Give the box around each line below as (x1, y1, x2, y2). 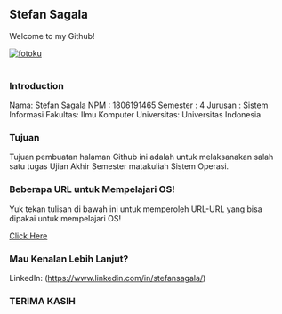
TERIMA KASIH (9, 294, 76, 307)
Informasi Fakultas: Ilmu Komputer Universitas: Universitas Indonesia (9, 109, 262, 120)
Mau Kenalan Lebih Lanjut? (9, 253, 129, 265)
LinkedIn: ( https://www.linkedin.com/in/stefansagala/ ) (9, 273, 206, 283)
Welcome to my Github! (9, 30, 95, 41)
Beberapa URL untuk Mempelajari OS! (9, 183, 175, 196)
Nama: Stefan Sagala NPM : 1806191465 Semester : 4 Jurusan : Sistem (9, 100, 269, 110)
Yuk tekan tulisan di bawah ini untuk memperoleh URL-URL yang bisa (9, 204, 262, 214)
